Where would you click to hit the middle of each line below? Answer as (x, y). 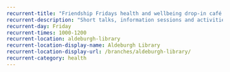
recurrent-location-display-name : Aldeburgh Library (83, 45)
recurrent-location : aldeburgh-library (64, 39)
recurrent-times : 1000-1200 (47, 33)
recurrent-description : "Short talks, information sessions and (100, 20)
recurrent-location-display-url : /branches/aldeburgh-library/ (99, 52)
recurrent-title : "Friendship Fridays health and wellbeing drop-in (106, 13)
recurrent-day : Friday (39, 26)
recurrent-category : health (47, 58)
